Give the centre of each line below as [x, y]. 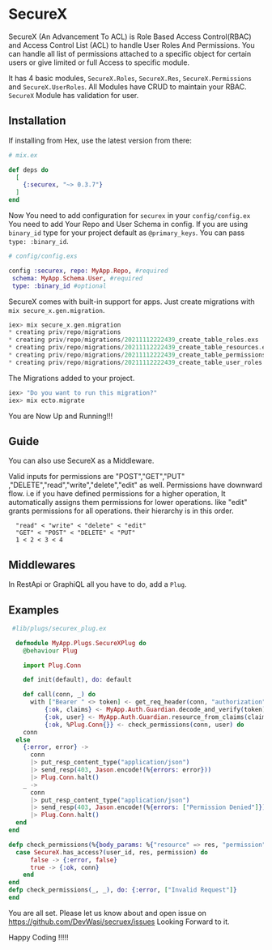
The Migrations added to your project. [72, 378]
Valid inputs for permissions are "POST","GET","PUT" [97, 477]
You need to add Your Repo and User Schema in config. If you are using [128, 224]
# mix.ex [23, 155]
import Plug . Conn [52, 665]
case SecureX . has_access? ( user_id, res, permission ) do [112, 852]
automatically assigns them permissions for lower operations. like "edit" [128, 503]
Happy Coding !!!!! [38, 937]
